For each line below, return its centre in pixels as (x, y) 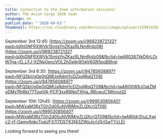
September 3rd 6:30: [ (27, 71)
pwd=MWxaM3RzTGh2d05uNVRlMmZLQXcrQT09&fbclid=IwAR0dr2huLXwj (81, 117)
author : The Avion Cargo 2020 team (41, 14)
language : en (18, 18)
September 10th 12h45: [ (30, 101)
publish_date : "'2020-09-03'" (36, 23)
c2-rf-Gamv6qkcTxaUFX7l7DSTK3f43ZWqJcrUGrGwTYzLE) (65, 122)
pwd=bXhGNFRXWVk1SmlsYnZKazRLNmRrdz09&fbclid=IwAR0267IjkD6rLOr (81, 57)
